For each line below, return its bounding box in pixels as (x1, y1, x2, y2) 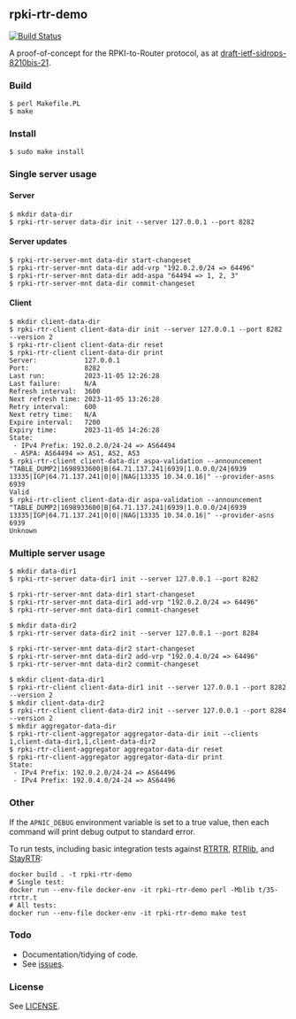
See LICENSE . (9, 1000, 60, 1012)
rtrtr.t (9, 893, 38, 902)
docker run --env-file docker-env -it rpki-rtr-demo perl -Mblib (9, 885, 254, 894)
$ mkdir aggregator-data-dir (9, 722, 117, 731)
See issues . (21, 958, 65, 969)
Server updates (9, 236, 68, 247)
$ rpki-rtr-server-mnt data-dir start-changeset (9, 256, 192, 265)
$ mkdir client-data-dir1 (9, 675, 104, 684)
